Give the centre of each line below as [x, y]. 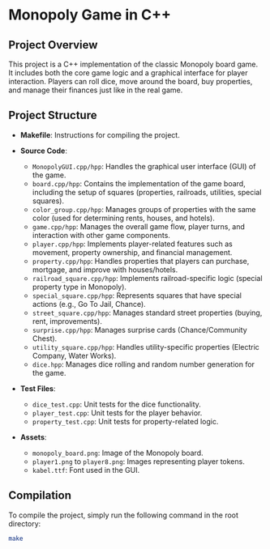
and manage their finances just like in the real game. [96, 90]
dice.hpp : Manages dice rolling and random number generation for [144, 364]
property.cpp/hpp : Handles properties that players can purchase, [141, 261]
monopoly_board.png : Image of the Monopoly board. [118, 453]
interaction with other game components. [101, 235]
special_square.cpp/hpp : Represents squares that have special [137, 295]
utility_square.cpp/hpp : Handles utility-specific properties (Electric [146, 347]
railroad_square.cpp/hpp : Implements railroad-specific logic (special [147, 278]
